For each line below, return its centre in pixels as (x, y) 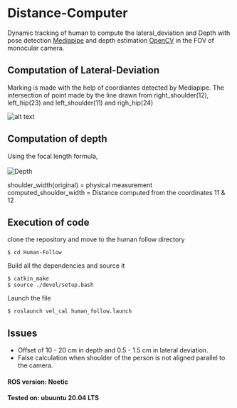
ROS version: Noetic (38, 382)
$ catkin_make (28, 279)
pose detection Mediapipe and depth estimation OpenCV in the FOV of (111, 40)
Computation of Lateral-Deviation (84, 70)
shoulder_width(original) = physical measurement (80, 185)
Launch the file (29, 298)
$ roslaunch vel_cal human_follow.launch (70, 311)
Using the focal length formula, (53, 156)
